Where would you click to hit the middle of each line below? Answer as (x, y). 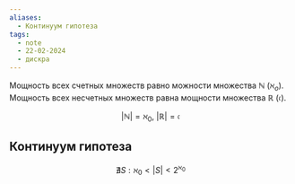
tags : (19, 34)
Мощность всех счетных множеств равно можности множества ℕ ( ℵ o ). (147, 86)
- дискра (34, 59)
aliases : (26, 18)
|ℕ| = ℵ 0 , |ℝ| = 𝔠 (151, 117)
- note (30, 43)
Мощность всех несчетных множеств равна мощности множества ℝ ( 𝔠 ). (148, 97)
